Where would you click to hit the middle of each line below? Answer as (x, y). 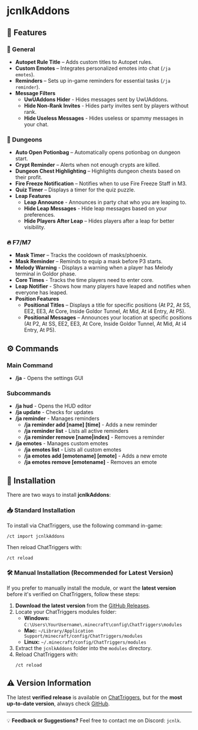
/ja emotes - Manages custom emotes (61, 443)
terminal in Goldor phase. (46, 274)
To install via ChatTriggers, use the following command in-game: (85, 525)
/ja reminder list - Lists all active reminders (76, 431)
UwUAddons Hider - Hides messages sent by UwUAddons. (96, 99)
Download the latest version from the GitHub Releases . (83, 605)
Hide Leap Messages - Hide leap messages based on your (95, 208)
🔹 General (21, 49)
